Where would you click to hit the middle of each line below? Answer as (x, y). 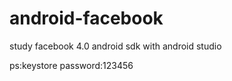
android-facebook (86, 18)
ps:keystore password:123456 (71, 65)
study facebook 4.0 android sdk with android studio (115, 46)
